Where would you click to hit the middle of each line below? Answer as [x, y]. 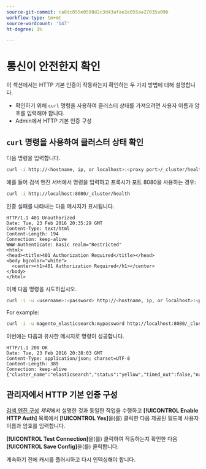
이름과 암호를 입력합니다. [36, 426]
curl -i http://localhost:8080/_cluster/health [68, 194]
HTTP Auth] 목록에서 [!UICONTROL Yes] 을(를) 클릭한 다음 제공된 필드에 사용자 [103, 418]
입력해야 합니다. [46, 113]
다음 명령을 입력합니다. [33, 158]
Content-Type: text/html [38, 228]
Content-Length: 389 [33, 364]
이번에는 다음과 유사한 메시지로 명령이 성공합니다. [65, 336]
